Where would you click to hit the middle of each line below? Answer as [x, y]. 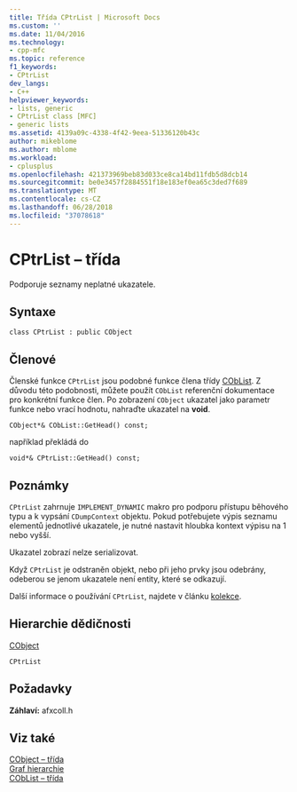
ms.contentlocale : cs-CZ [55, 199]
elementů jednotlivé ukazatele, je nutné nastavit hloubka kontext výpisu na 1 [148, 526]
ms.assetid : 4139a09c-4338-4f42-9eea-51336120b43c [105, 133]
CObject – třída [37, 759]
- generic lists [39, 125]
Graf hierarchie [37, 769]
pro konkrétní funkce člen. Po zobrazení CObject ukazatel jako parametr [140, 400]
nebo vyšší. [30, 535]
